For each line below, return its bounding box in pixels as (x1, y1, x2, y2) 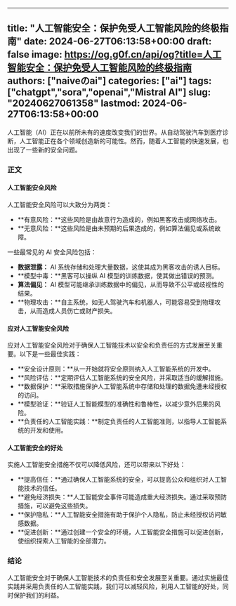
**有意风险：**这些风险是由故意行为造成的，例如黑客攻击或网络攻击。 (17, 215, 221, 223)
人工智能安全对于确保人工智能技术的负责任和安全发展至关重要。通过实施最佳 (7, 573, 229, 581)
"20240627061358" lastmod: (7, 98, 140, 110)
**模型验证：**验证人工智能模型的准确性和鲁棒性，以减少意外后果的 (17, 400, 215, 408)
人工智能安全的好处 (7, 443, 63, 452)
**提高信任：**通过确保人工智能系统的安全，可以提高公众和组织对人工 (17, 475, 221, 484)
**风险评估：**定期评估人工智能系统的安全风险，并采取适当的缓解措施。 (17, 374, 227, 382)
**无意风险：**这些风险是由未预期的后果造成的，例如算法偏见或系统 (17, 224, 215, 232)
